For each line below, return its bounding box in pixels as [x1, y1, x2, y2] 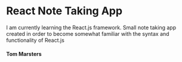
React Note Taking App [6, 4, 123, 18]
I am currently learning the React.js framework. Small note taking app [6, 24, 177, 31]
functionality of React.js [6, 36, 64, 44]
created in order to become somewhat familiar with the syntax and [6, 30, 169, 37]
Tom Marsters [6, 50, 42, 57]
